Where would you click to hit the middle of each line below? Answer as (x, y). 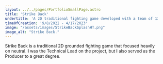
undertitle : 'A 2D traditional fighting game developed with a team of (79, 18)
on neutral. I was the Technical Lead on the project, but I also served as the (80, 51)
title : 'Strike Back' (27, 14)
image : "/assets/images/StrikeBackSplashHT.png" (55, 28)
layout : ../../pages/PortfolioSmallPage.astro (53, 9)
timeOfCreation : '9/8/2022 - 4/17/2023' (47, 23)
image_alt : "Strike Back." (32, 32)
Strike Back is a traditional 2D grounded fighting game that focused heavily (80, 46)
